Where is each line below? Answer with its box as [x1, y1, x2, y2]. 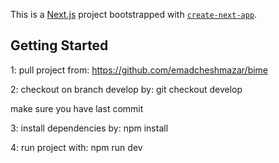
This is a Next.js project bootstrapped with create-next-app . [10, 9, 258, 20]
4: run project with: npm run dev [10, 141, 143, 153]
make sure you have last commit [10, 102, 144, 114]
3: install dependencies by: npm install [10, 122, 169, 134]
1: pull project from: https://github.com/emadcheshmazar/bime [10, 64, 269, 76]
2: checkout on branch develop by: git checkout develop [10, 83, 243, 95]
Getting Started [10, 37, 109, 54]
